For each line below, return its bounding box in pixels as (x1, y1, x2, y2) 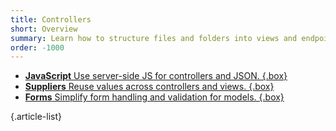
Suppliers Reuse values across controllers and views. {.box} (24, 81, 275, 93)
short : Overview (10, 24, 78, 34)
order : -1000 (10, 42, 65, 53)
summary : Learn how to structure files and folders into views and (10, 33, 298, 43)
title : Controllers (10, 14, 92, 25)
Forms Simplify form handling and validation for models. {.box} (24, 91, 285, 103)
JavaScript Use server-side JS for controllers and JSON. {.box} (24, 70, 288, 82)
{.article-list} (10, 111, 63, 123)
